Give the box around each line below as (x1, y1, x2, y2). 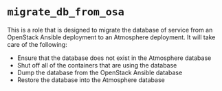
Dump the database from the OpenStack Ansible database (16, 68, 183, 77)
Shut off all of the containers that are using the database (16, 61, 177, 69)
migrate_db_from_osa (7, 6, 125, 19)
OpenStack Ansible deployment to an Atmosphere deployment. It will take (7, 33, 216, 41)
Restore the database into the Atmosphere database (16, 75, 165, 84)
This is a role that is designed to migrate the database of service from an (7, 26, 213, 34)
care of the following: (7, 40, 67, 48)
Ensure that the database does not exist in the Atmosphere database (16, 54, 212, 62)
